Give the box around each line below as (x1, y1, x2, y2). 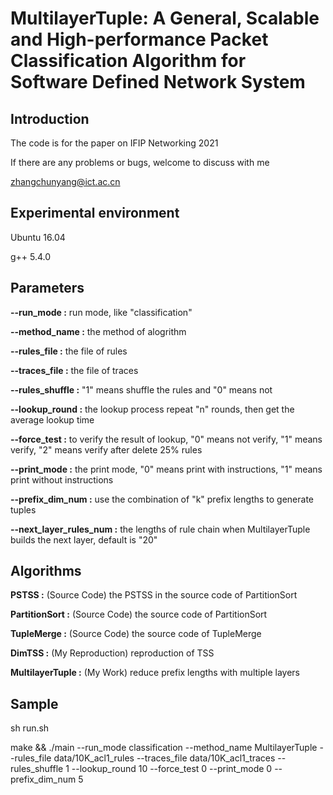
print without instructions (10, 473, 114, 486)
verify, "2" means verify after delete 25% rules (10, 443, 203, 456)
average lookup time (10, 413, 95, 426)
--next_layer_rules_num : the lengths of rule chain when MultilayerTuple (10, 523, 311, 535)
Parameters (10, 280, 85, 297)
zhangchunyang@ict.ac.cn (10, 176, 121, 187)
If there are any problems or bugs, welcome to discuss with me (10, 157, 270, 168)
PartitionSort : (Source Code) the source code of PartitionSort (10, 608, 268, 621)
